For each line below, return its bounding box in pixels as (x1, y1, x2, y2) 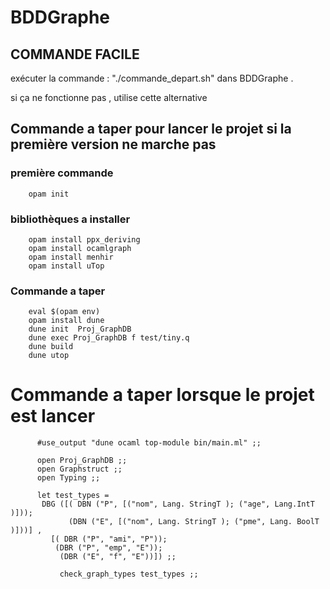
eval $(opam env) (28, 307, 101, 317)
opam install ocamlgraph (28, 243, 132, 253)
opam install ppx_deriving (28, 234, 141, 245)
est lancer (10, 405, 96, 428)
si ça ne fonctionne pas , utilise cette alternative (10, 92, 208, 103)
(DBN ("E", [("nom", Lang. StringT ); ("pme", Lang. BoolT (68, 517, 320, 527)
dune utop (28, 351, 70, 361)
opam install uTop (28, 261, 105, 271)
